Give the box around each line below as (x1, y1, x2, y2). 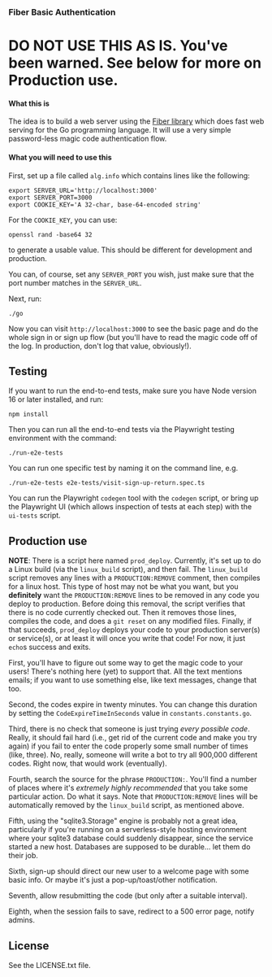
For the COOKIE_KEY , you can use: (8, 215, 118, 225)
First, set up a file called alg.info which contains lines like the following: (8, 170, 250, 181)
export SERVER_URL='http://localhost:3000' (8, 186, 158, 194)
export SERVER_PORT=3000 (8, 194, 93, 202)
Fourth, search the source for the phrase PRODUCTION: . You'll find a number (8, 774, 257, 784)
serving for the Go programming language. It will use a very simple (8, 125, 231, 135)
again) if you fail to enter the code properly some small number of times (8, 741, 249, 751)
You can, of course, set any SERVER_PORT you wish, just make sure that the (8, 269, 254, 279)
